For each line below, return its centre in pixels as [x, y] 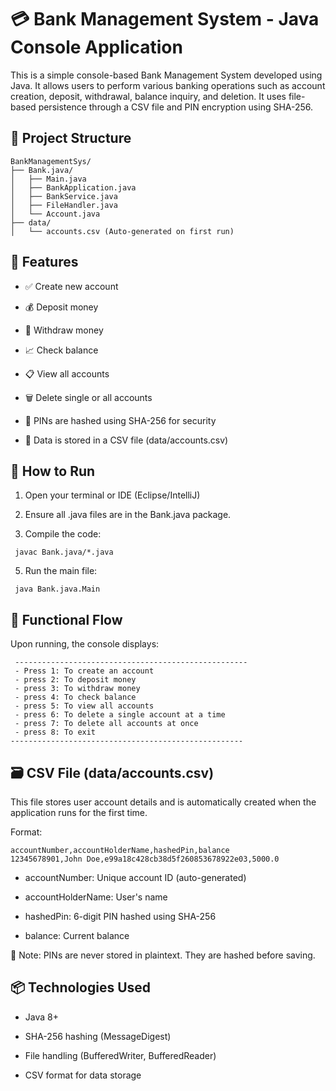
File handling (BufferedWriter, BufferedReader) [120, 1055]
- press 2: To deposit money [75, 680]
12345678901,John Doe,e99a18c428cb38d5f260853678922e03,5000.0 [145, 859]
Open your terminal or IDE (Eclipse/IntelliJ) [112, 495]
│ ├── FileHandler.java [64, 205]
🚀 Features [44, 262]
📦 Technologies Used [81, 987]
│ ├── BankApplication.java [73, 187]
